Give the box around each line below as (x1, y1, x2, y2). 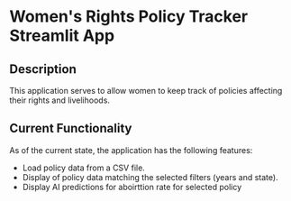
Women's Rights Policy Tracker (9, 6, 249, 27)
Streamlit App (9, 25, 115, 46)
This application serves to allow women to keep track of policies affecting (9, 86, 283, 96)
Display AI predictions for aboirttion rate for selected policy (22, 181, 242, 192)
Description (9, 61, 77, 77)
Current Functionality (9, 121, 132, 136)
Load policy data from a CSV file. (22, 162, 146, 173)
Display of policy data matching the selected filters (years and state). (22, 171, 278, 182)
